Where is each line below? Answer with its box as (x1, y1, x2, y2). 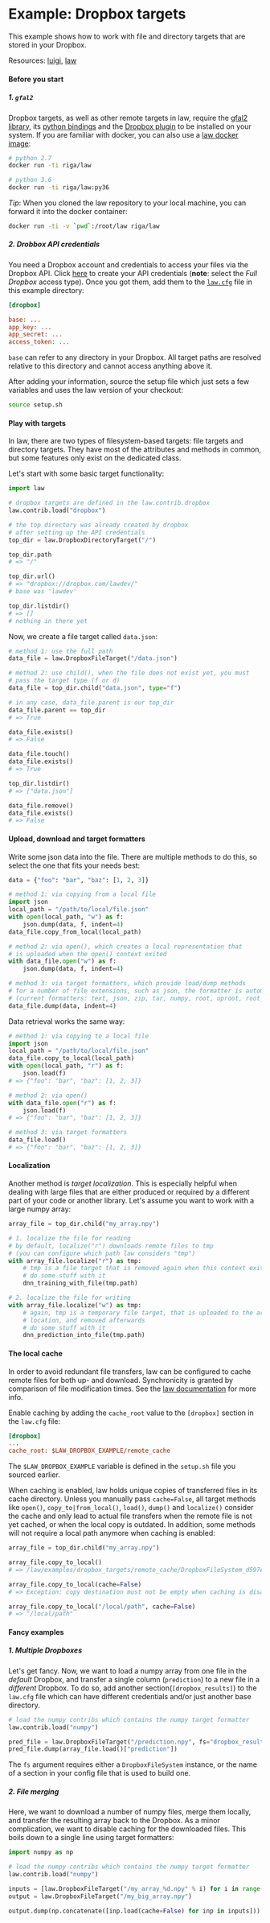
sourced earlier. (8, 1470, 60, 1479)
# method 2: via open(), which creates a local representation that (8, 943, 243, 951)
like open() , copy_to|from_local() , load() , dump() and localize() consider (8, 1503, 254, 1512)
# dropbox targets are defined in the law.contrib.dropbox (8, 499, 211, 507)
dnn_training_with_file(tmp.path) (22, 1279, 138, 1288)
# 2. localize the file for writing (8, 1294, 131, 1302)
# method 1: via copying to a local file (8, 1032, 149, 1040)
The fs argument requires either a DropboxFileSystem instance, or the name (8, 1760, 257, 1769)
